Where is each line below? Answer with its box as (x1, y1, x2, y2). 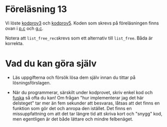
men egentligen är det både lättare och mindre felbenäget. (12, 116, 133, 122)
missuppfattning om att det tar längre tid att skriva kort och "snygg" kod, (12, 110, 162, 116)
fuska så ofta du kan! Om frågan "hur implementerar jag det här (12, 94, 144, 100)
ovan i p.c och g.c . (5, 25, 44, 31)
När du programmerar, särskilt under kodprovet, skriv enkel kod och (12, 89, 153, 95)
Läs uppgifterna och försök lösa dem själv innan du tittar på (12, 74, 136, 80)
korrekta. (5, 40, 24, 46)
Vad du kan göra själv (5, 58, 97, 69)
